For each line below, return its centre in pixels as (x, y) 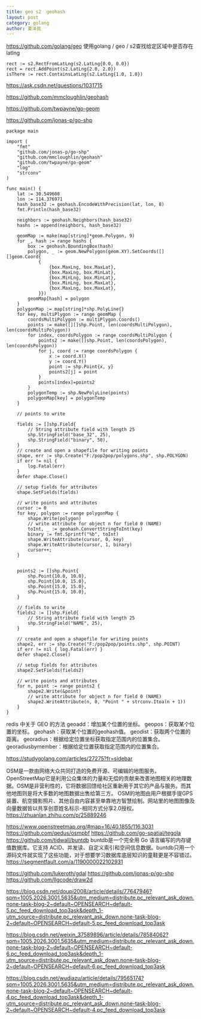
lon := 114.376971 (40, 199)
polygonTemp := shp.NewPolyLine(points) (79, 393)
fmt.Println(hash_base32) (49, 210)
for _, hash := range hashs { (55, 241)
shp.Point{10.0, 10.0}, (57, 576)
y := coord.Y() (68, 362)
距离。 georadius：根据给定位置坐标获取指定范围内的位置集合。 (85, 739)
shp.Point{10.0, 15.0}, (57, 582)
